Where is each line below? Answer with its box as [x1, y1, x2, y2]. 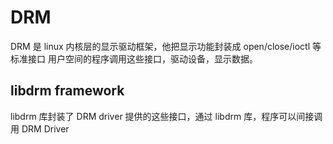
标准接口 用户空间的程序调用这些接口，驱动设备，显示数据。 [10, 52, 258, 65]
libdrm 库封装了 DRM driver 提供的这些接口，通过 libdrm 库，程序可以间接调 [10, 110, 323, 122]
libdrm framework [10, 82, 125, 100]
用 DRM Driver [10, 122, 70, 135]
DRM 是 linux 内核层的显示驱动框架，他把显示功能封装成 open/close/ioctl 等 [10, 40, 322, 52]
